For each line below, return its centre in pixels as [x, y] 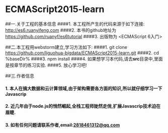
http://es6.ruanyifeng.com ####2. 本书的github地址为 [61, 30]
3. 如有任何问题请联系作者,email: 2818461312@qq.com [63, 125]
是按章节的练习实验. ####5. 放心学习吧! [46, 65]
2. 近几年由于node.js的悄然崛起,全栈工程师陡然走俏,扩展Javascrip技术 [78, 106]
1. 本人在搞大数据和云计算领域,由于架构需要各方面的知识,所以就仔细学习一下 [84, 88]
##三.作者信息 [20, 76]
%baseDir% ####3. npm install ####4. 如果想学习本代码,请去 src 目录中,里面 [84, 58]
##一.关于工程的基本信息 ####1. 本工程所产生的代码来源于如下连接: [75, 24]
